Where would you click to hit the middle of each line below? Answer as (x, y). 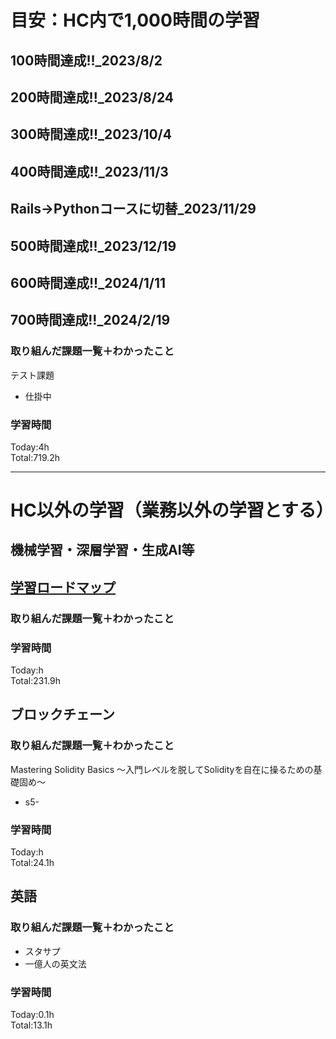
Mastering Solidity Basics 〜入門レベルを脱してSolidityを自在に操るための (162, 769)
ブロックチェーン (62, 714)
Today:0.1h (32, 1015)
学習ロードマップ (63, 587)
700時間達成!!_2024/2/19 (90, 320)
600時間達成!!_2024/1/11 (88, 282)
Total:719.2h (35, 457)
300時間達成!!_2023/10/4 (91, 134)
